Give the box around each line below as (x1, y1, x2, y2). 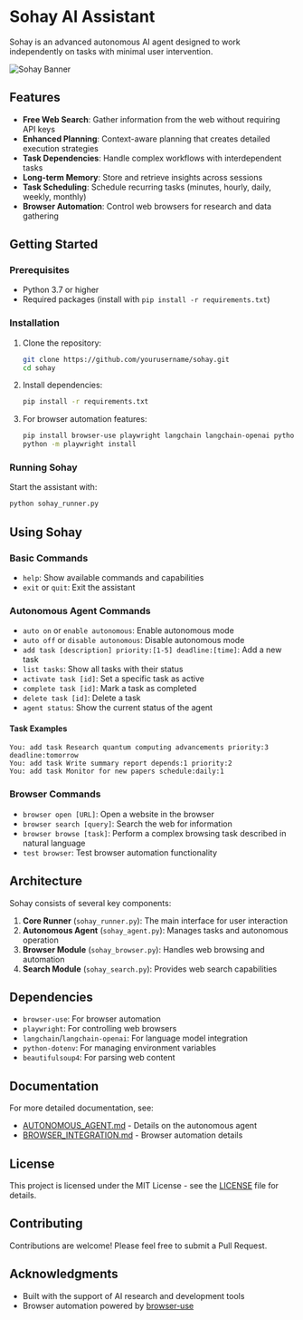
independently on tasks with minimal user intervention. (9, 45, 213, 56)
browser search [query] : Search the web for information (22, 818, 232, 829)
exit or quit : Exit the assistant (22, 582, 136, 592)
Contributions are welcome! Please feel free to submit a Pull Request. (9, 1240, 268, 1251)
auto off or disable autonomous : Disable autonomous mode (22, 635, 245, 646)
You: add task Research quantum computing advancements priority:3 (9, 743, 270, 752)
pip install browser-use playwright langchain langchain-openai (22, 431, 270, 441)
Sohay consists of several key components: (9, 897, 172, 908)
